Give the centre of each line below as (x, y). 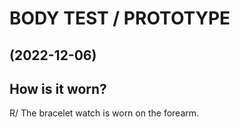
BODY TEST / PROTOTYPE (120, 18)
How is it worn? (58, 88)
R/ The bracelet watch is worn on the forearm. (104, 113)
